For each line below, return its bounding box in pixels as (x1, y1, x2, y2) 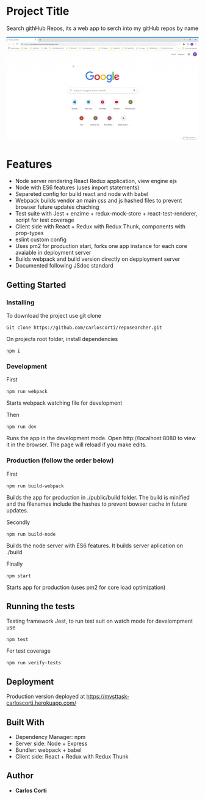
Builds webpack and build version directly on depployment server (15, 255, 181, 263)
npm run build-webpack (6, 482, 64, 489)
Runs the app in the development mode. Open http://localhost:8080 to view (6, 435, 196, 442)
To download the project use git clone (6, 312, 102, 320)
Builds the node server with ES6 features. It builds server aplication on (6, 542, 183, 549)
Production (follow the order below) (6, 456, 114, 465)
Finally (6, 560, 23, 568)
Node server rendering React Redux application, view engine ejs (15, 178, 177, 185)
